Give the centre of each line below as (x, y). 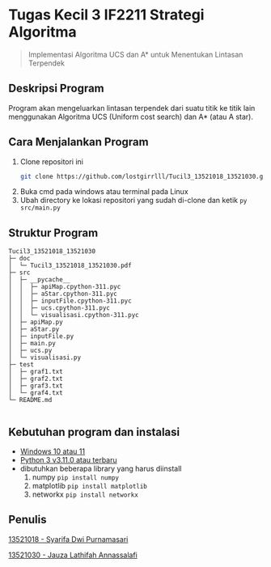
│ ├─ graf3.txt (36, 386)
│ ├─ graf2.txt (36, 379)
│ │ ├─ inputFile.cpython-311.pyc (70, 301)
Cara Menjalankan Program (78, 142)
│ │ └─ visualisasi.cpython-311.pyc (74, 315)
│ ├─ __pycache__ (39, 280)
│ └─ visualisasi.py (45, 358)
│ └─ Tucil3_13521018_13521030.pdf (70, 266)
